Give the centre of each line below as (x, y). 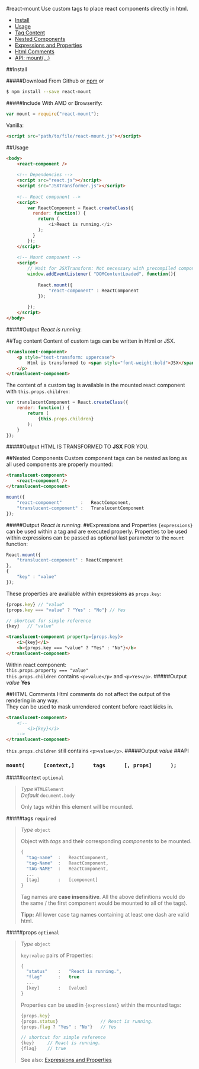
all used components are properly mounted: (60, 464)
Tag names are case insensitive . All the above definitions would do (103, 896)
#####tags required (31, 818)
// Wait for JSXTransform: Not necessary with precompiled (102, 269)
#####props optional (33, 932)
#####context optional (35, 778)
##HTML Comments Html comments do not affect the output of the (88, 694)
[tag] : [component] (62, 880)
